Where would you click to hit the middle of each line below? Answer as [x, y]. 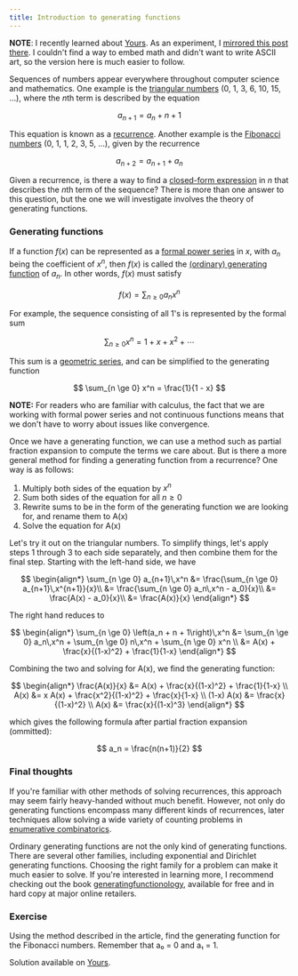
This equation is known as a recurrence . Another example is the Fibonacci [145, 134]
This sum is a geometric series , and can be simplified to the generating [139, 361]
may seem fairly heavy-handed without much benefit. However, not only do [147, 800]
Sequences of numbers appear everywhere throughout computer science [145, 79]
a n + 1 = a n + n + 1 [149, 116]
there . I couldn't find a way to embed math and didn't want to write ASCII [143, 52]
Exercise [28, 916]
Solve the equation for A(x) [72, 526]
